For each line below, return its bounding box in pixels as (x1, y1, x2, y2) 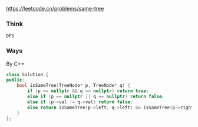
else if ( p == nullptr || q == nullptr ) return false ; (27, 94, 165, 100)
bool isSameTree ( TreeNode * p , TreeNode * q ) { (16, 83, 131, 89)
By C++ (6, 60, 25, 67)
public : (6, 77, 25, 83)
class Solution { (6, 71, 49, 77)
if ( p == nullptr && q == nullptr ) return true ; (27, 88, 149, 94)
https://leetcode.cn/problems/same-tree (6, 5, 104, 12)
